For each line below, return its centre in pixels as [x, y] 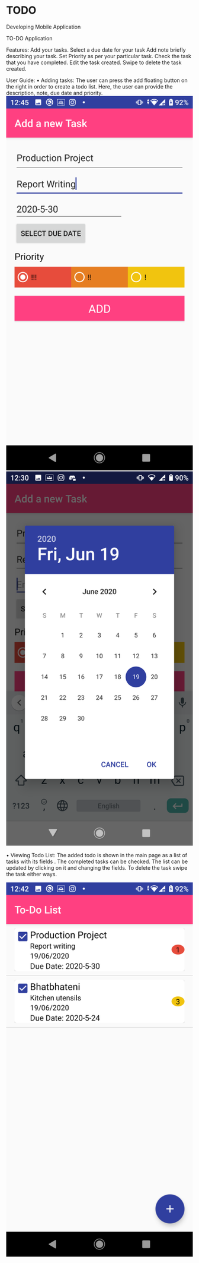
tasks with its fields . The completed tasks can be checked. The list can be [97, 861]
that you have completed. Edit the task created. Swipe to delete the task [94, 62]
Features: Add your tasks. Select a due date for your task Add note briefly [96, 50]
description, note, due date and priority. [54, 93]
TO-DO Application [29, 38]
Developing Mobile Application [44, 27]
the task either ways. [32, 874]
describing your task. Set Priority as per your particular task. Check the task [99, 56]
